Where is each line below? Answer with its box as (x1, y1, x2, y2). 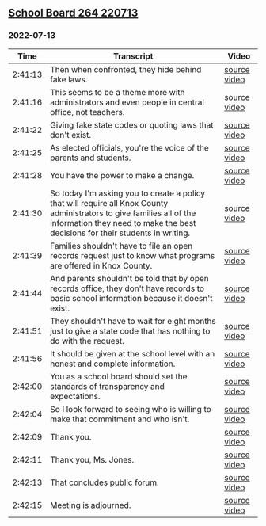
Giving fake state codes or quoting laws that (50, 119, 214, 130)
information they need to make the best (50, 217, 196, 228)
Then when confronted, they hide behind (50, 63, 202, 74)
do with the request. (50, 335, 125, 346)
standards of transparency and (50, 380, 165, 391)
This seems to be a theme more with (50, 86, 185, 97)
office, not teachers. (50, 106, 125, 117)
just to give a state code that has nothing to (50, 325, 211, 336)
